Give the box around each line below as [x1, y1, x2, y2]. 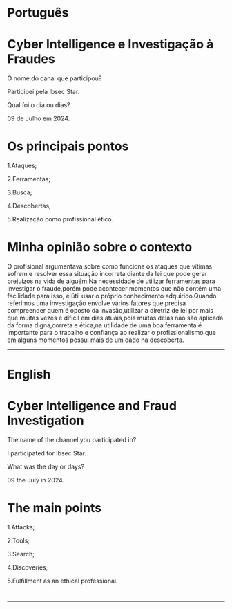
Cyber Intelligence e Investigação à [7, 37, 214, 53]
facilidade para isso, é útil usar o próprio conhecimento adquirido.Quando [7, 292, 217, 300]
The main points [7, 500, 102, 516]
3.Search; [7, 550, 35, 558]
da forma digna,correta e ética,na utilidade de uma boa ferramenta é [7, 321, 202, 329]
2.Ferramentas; [7, 175, 50, 183]
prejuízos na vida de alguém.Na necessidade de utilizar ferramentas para [7, 277, 215, 285]
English [7, 367, 51, 382]
